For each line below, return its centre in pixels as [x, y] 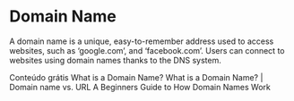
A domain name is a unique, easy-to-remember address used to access [142, 41]
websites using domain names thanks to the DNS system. [115, 60]
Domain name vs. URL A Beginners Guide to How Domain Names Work [140, 87]
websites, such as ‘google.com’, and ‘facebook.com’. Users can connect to [147, 50]
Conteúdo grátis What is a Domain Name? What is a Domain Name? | [136, 77]
